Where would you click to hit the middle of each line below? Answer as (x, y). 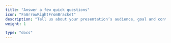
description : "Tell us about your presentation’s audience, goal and (81, 19)
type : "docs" (19, 33)
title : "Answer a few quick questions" (48, 10)
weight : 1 (16, 24)
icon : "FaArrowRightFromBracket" (41, 14)
